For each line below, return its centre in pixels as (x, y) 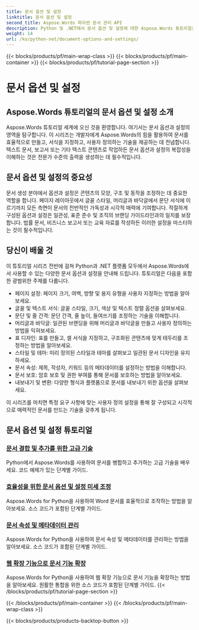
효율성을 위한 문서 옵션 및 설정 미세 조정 (59, 487)
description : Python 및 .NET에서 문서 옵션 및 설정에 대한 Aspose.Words (90, 28)
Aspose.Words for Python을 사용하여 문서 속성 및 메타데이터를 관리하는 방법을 (97, 539)
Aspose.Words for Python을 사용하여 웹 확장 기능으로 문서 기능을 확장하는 (93, 577)
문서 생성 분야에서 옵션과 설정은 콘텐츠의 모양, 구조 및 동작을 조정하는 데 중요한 (97, 193)
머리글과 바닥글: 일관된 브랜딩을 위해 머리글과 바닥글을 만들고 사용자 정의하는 (103, 323)
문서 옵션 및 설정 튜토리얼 (49, 430)
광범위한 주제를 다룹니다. (41, 281)
